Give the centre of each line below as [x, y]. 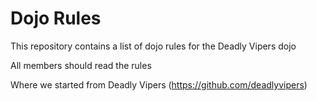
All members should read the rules [81, 65]
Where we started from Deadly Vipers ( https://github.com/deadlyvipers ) [159, 84]
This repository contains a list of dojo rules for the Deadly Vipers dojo [153, 46]
